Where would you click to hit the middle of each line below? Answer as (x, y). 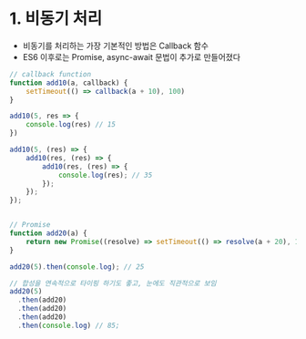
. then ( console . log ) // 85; (69, 325)
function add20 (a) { (49, 233)
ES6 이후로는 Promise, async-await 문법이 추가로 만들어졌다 (132, 56)
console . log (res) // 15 (71, 125)
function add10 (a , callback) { (69, 83)
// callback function (51, 74)
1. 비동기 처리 (56, 19)
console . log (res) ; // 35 (105, 175)
